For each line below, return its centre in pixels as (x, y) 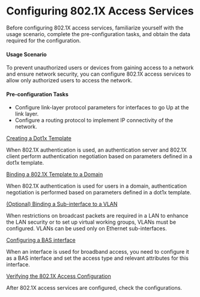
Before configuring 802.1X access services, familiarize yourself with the (95, 28)
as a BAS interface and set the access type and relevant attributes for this (98, 258)
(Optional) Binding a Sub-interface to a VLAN (62, 204)
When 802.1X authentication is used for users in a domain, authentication (97, 186)
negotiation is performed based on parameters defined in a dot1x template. (99, 192)
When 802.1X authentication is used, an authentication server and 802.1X (97, 150)
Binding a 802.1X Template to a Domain (55, 174)
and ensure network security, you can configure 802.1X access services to (98, 74)
